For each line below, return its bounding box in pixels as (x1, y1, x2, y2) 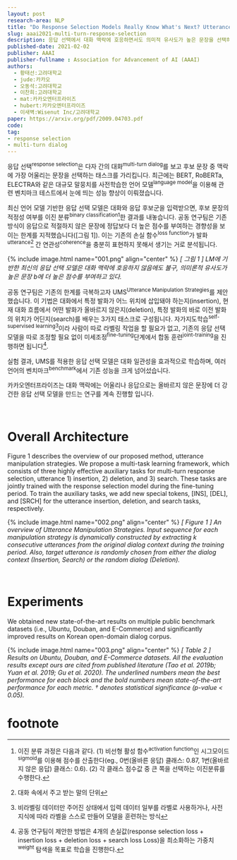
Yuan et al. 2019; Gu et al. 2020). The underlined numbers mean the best (7, 668, 220, 677)
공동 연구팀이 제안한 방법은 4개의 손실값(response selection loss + (17, 827, 205, 836)
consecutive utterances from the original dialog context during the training (7, 540, 224, 549)
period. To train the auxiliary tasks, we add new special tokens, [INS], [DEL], (7, 490, 228, 498)
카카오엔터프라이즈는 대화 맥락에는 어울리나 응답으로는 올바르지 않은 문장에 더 (7, 381, 221, 389)
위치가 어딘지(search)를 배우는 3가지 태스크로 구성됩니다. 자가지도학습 (14, 315, 209, 323)
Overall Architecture (7, 428, 129, 444)
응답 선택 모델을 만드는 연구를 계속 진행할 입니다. (20, 389, 154, 399)
